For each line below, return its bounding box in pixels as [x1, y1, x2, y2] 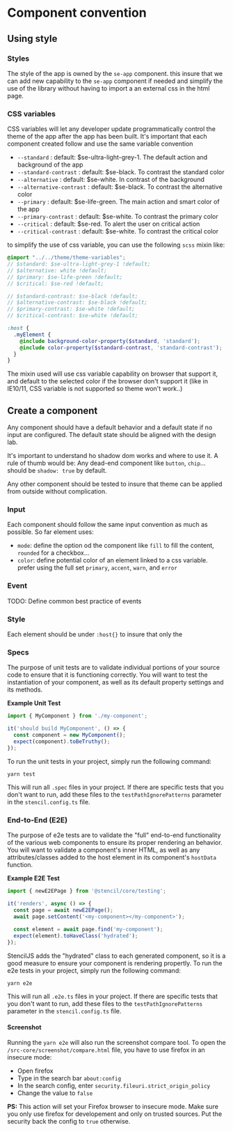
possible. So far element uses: [7, 528, 94, 536]
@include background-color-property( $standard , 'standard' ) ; [19, 337, 200, 344]
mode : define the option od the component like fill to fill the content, [17, 542, 214, 550]
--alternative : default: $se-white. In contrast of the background [17, 176, 205, 184]
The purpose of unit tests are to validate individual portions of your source [7, 664, 220, 672]
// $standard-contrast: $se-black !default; [7, 293, 138, 300]
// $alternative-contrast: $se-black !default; [7, 299, 148, 306]
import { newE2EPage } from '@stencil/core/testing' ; [7, 887, 167, 894]
